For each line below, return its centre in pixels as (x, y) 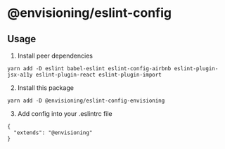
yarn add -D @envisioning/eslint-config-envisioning (86, 101)
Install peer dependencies (55, 56)
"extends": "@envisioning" (53, 133)
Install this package (45, 88)
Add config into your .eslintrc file (65, 114)
